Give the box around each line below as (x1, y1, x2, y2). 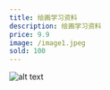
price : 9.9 (9, 30, 50, 39)
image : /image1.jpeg (9, 38, 87, 48)
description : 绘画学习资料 (9, 22, 102, 31)
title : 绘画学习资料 (9, 13, 78, 22)
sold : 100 (9, 47, 47, 56)
